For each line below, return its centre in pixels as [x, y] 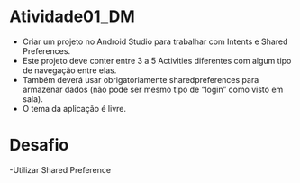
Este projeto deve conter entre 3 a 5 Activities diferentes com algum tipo [157, 60]
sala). [32, 99]
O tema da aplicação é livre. [74, 108]
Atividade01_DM [72, 17]
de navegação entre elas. [69, 70]
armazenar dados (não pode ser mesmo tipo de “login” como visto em [153, 89]
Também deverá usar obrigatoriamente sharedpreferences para [141, 79]
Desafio [39, 145]
